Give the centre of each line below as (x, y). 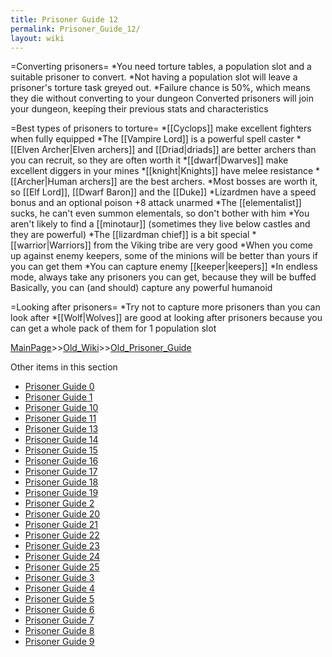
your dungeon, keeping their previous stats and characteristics (139, 109)
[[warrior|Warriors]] (51, 245)
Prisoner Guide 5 (59, 599)
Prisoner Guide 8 (59, 631)
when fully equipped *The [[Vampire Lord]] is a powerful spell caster (152, 139)
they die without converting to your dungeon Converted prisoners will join (162, 98)
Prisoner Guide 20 (62, 514)
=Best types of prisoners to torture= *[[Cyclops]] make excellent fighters (161, 128)
